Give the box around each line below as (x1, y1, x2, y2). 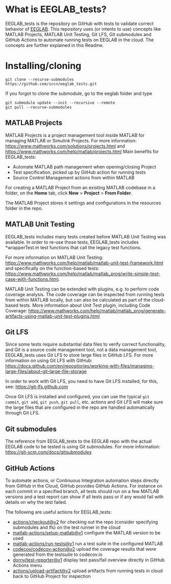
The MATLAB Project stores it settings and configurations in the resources (5, 200, 161, 206)
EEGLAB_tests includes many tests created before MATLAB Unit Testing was (5, 233, 166, 239)
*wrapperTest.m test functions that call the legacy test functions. (5, 244, 142, 251)
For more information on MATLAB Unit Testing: (5, 254, 104, 260)
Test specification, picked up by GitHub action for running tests (12, 169, 146, 175)
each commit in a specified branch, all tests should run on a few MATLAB (5, 488, 159, 494)
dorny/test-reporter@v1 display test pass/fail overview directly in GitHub (12, 556, 165, 563)
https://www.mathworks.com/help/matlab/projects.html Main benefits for (5, 148, 159, 154)
